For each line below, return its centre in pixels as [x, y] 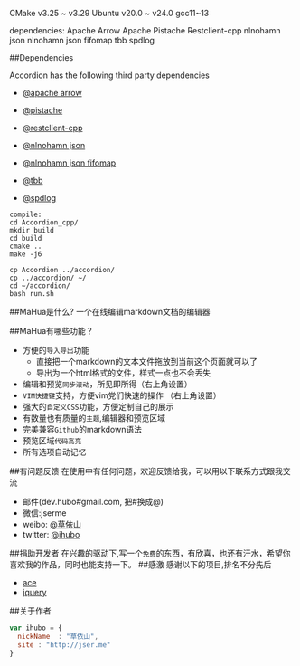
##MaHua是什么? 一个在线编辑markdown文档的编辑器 [110, 312]
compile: [26, 214]
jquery [34, 592]
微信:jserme [44, 513]
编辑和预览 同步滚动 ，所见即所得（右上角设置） [107, 384]
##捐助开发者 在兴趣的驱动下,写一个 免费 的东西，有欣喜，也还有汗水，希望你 [150, 553]
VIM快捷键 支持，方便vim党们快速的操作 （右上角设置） [122, 395]
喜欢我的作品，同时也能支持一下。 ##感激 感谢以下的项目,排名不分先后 [141, 564]
